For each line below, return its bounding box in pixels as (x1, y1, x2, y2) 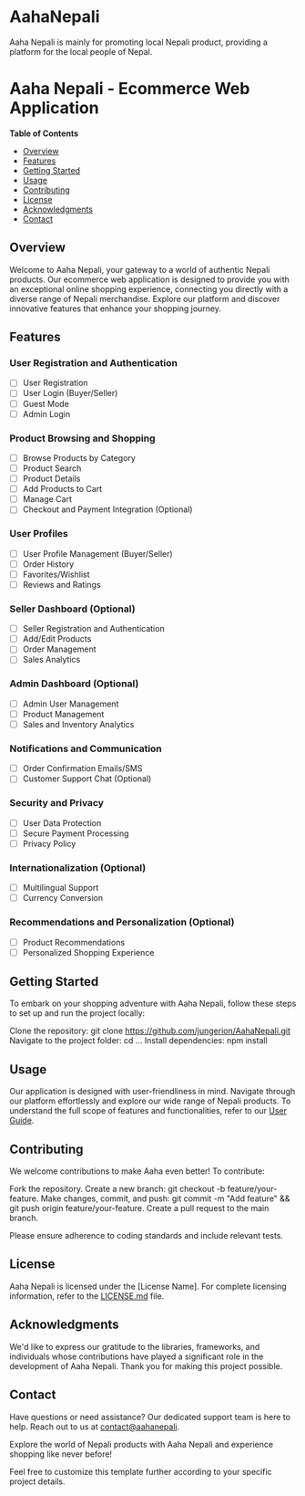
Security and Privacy (9, 797, 105, 810)
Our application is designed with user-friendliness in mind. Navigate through (9, 1086, 296, 1097)
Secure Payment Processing (22, 828, 129, 839)
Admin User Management (22, 698, 119, 709)
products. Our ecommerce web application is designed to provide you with (9, 274, 290, 285)
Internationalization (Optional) (9, 861, 147, 874)
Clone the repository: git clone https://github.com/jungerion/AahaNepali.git (9, 1025, 291, 1037)
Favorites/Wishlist (22, 569, 90, 580)
